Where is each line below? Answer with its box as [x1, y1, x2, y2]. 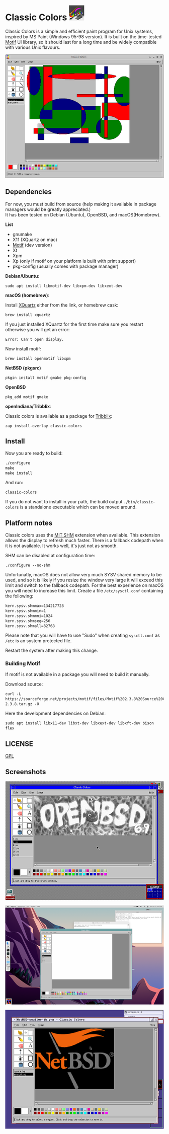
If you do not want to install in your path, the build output [5, 499, 123, 505]
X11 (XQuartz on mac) [12, 237, 58, 243]
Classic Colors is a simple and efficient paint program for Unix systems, [5, 28, 153, 34]
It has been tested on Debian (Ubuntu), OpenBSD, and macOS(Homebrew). [5, 211, 161, 217]
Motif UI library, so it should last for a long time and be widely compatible [5, 39, 157, 45]
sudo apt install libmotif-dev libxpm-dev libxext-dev [5, 283, 123, 288]
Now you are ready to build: [5, 450, 63, 457]
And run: [5, 480, 24, 486]
